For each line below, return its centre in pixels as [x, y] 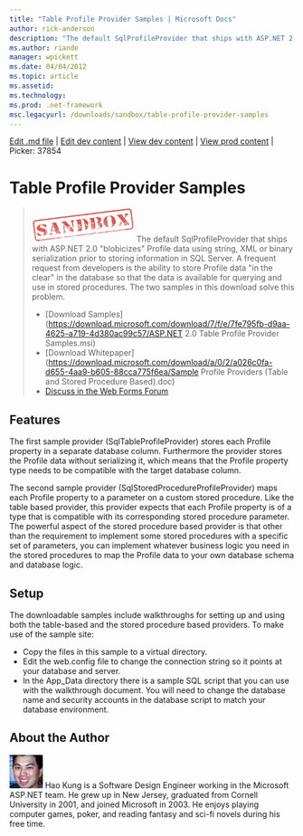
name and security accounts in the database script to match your [144, 699]
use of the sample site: [52, 634]
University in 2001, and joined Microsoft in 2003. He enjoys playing [134, 804]
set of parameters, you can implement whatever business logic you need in [149, 546]
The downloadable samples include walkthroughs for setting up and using [147, 614]
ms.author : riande [44, 48]
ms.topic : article [44, 77]
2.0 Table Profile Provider [232, 334]
